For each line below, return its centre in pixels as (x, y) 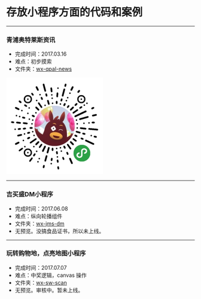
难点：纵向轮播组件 (39, 216)
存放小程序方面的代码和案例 (74, 12)
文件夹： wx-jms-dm (39, 223)
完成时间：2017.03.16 (41, 54)
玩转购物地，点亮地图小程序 (46, 254)
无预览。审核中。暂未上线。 (49, 290)
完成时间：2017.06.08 (41, 208)
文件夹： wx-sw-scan (41, 282)
